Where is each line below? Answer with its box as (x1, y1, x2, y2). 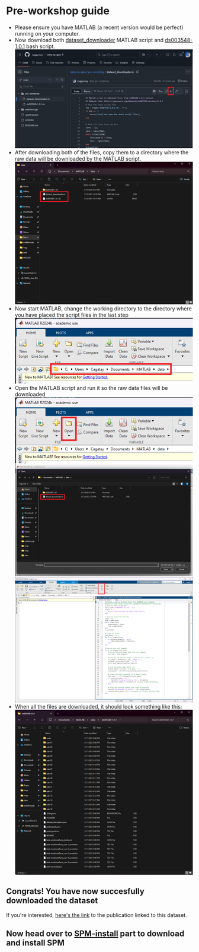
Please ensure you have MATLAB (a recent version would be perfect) (14, 24, 184, 31)
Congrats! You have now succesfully (6, 886, 145, 897)
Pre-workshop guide (6, 4, 110, 18)
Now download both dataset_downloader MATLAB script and (14, 36, 164, 43)
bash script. (26, 43, 55, 50)
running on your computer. (14, 30, 80, 37)
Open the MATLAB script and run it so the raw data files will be (14, 385, 168, 392)
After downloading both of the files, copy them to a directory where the (14, 148, 189, 156)
